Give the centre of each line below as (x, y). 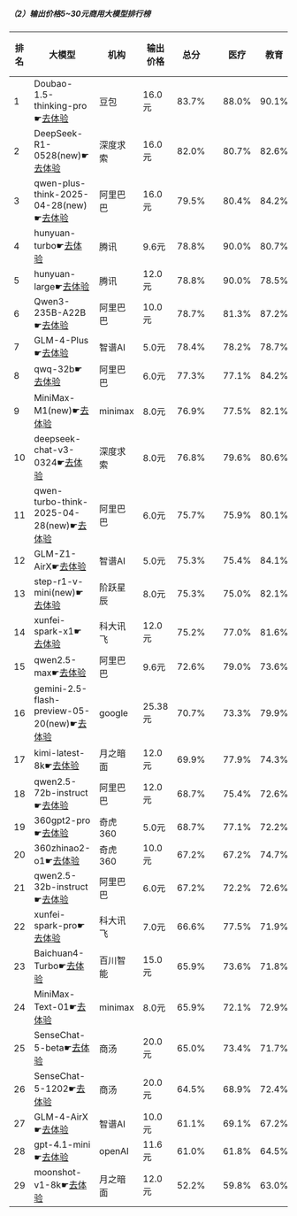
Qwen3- (52, 301)
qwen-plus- (60, 183)
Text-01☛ (56, 1006)
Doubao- (53, 83)
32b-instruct (61, 887)
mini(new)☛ (59, 592)
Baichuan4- (59, 953)
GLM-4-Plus (61, 340)
